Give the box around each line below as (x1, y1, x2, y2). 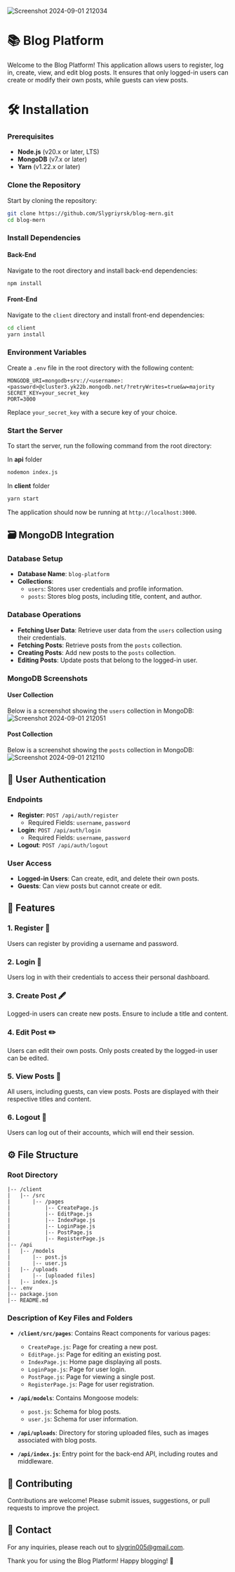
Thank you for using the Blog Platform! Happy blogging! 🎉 (7, 1557, 174, 1565)
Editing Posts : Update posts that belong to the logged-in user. (17, 656, 198, 664)
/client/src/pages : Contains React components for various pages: (17, 1329, 211, 1337)
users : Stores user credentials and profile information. (27, 585, 184, 593)
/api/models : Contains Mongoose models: (17, 1394, 139, 1402)
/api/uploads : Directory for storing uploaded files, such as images (17, 1428, 209, 1437)
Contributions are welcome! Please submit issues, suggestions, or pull (7, 1497, 210, 1505)
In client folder (7, 481, 51, 489)
